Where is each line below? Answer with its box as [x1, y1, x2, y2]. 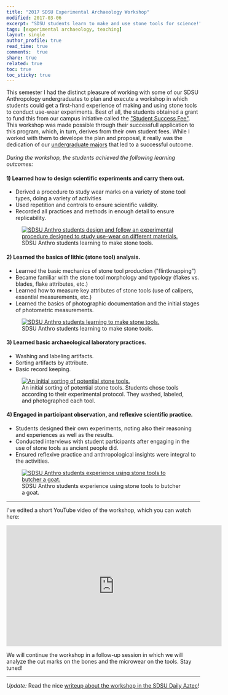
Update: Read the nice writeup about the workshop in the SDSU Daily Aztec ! [6, 682, 200, 689]
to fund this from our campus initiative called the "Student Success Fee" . [6, 115, 191, 122]
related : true [6, 60, 43, 66]
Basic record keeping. [15, 365, 71, 372]
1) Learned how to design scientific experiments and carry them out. [6, 175, 185, 182]
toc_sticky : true [6, 72, 51, 78]
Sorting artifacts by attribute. [15, 359, 88, 366]
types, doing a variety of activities [15, 195, 101, 202]
